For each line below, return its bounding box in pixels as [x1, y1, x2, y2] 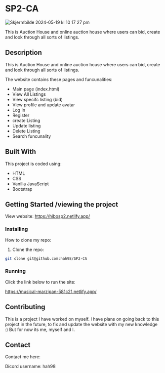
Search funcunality [12, 133, 51, 139]
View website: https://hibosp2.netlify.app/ [5, 213, 90, 219]
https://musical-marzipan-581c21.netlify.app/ [5, 289, 97, 294]
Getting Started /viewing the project [5, 200, 119, 208]
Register [12, 112, 30, 118]
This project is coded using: [5, 161, 62, 166]
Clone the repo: [12, 247, 44, 252]
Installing [5, 226, 28, 233]
